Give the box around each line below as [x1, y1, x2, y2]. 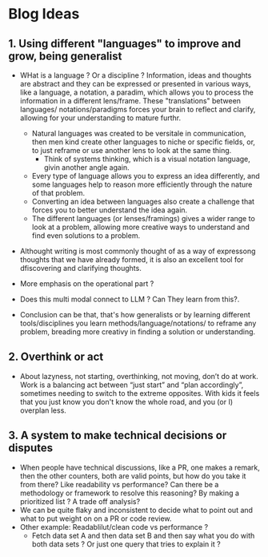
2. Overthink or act [8, 350, 104, 364]
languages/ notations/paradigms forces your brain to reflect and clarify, [19, 105, 256, 114]
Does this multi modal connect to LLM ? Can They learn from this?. [19, 294, 240, 304]
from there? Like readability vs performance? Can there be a [19, 479, 219, 489]
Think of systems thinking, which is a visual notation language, [43, 154, 250, 163]
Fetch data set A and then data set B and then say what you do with [31, 531, 255, 540]
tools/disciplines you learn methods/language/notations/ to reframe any [19, 318, 257, 328]
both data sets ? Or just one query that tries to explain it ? [31, 539, 222, 549]
